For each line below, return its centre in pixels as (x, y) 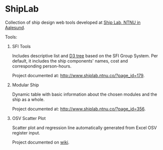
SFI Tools (21, 46)
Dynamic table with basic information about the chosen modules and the (85, 94)
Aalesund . (15, 27)
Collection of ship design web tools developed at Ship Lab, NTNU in (73, 22)
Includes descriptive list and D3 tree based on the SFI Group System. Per (85, 56)
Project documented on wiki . (41, 142)
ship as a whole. (28, 99)
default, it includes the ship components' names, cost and (70, 61)
